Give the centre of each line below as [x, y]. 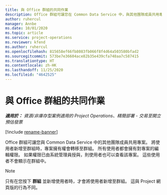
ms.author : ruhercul [27, 47]
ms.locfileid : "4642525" [31, 75]
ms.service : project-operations [39, 38]
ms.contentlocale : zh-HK [31, 65]
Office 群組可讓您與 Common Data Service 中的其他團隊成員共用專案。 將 [81, 142]
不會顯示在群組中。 [29, 161]
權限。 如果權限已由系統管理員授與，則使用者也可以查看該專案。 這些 [80, 155]
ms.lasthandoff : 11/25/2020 [34, 70]
